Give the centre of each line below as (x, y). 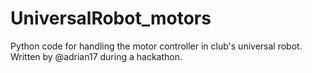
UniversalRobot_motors (111, 18)
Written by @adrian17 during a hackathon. (96, 56)
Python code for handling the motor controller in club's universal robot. (156, 46)
